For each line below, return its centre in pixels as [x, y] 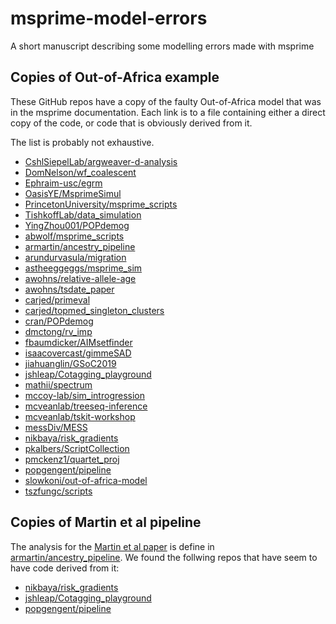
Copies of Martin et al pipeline [106, 522]
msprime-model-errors [109, 18]
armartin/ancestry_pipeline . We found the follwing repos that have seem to [164, 557]
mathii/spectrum [58, 384]
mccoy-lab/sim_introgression [84, 395]
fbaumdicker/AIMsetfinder [78, 342]
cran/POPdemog [59, 321]
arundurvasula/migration [75, 257]
